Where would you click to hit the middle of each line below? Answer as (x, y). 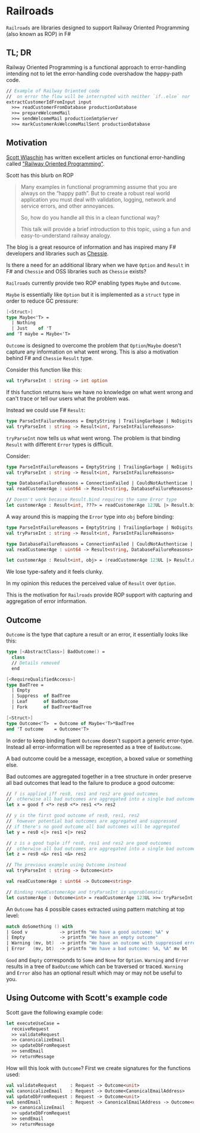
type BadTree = (25, 685)
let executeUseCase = (33, 1023)
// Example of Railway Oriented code (53, 91)
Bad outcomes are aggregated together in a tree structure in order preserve (99, 776)
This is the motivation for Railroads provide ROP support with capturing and (99, 595)
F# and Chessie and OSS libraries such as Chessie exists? (76, 271)
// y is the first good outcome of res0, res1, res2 (73, 816)
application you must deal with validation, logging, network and (98, 199)
